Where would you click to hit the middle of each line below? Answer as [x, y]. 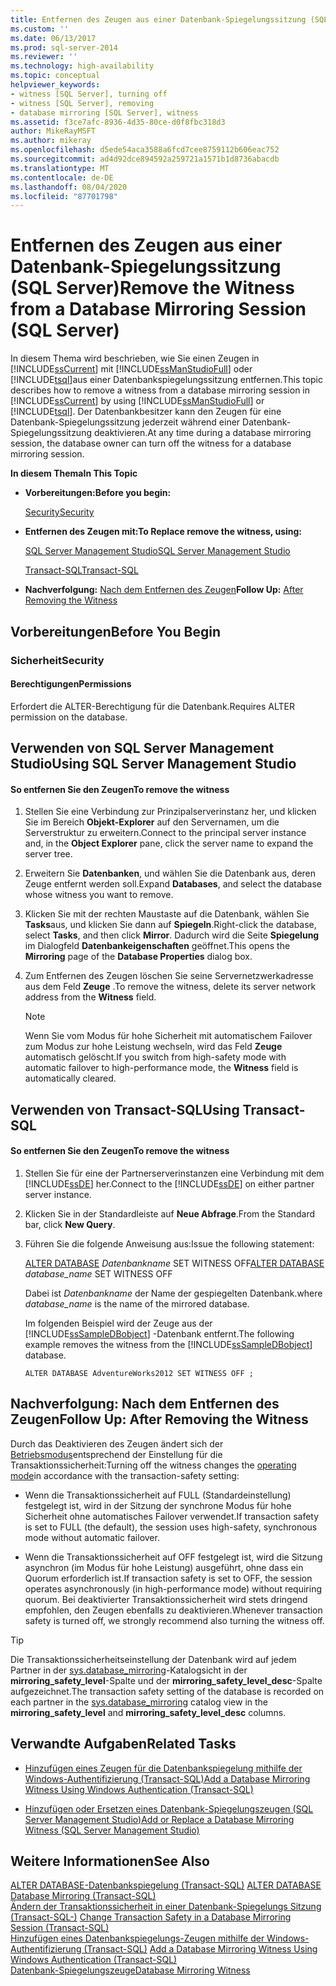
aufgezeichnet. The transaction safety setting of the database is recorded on [167, 1691]
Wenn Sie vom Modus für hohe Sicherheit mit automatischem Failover [168, 1036]
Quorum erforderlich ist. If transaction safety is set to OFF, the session [168, 1578]
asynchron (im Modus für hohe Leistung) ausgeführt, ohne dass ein [164, 1567]
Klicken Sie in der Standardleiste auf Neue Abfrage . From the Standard [170, 1213]
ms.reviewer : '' [44, 57]
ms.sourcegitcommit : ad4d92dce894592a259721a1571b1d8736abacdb [145, 159]
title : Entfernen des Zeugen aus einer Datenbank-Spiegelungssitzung [158, 19]
